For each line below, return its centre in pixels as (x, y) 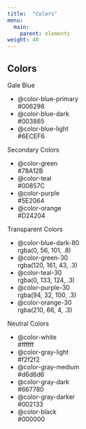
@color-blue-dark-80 (48, 242)
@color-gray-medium (48, 367)
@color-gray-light (43, 352)
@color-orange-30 (44, 302)
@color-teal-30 (40, 272)
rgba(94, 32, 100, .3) (47, 295)
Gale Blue (21, 85)
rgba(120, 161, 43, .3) (48, 265)
